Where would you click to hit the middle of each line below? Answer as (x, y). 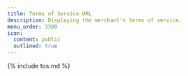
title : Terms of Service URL (49, 14)
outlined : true (36, 46)
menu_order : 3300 (32, 26)
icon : (15, 33)
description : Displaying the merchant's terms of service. (95, 20)
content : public (37, 40)
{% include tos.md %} (39, 66)
